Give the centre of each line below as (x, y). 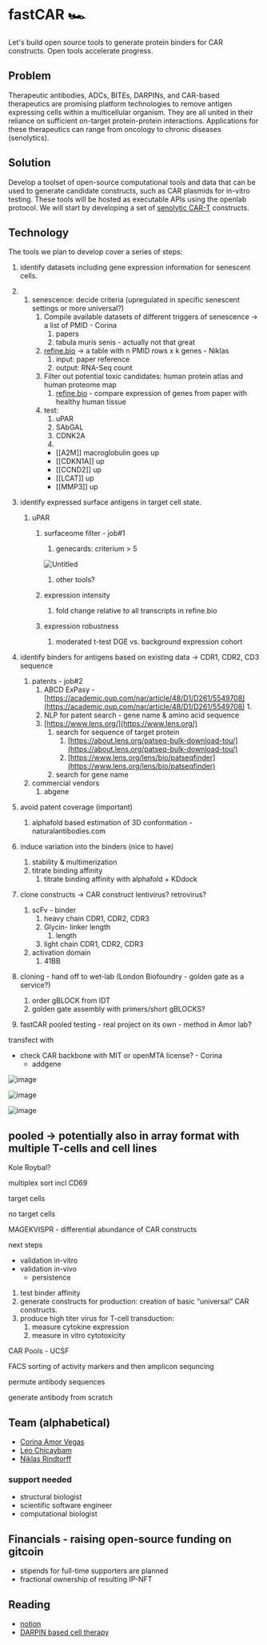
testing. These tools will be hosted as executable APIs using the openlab (128, 199)
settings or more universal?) (78, 309)
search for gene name (92, 775)
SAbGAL (70, 427)
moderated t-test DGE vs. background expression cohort (149, 642)
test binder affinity (50, 1293)
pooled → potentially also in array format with (124, 1136)
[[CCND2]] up (79, 470)
